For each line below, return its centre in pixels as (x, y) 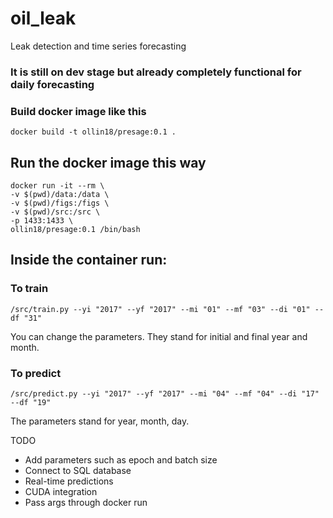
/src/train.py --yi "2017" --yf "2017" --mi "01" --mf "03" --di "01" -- (167, 309)
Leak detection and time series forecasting (98, 46)
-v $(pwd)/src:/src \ (55, 212)
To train (29, 289)
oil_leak (43, 18)
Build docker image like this (78, 111)
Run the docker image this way (108, 162)
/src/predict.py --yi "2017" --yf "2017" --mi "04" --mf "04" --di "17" (165, 393)
